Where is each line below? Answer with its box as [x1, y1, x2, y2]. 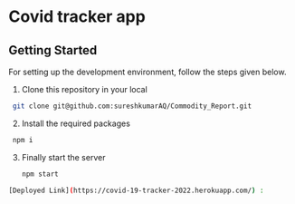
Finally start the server [21, 151, 106, 162]
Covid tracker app [8, 6, 146, 27]
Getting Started [8, 43, 98, 58]
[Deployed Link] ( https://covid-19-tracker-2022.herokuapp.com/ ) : [8, 186, 264, 195]
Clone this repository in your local [21, 84, 148, 94]
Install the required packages [21, 118, 130, 129]
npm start [21, 170, 60, 179]
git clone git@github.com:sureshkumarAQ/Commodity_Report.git [12, 102, 252, 111]
